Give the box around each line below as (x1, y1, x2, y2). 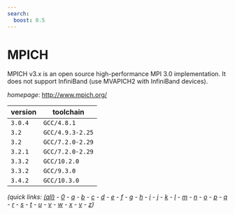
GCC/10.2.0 (43, 158, 80, 165)
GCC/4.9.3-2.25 (43, 128, 94, 137)
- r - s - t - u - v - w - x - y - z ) (7, 200, 94, 209)
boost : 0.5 (13, 17, 45, 24)
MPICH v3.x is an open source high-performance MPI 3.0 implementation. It (7, 70, 226, 78)
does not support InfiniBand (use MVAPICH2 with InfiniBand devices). (7, 77, 208, 86)
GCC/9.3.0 (43, 167, 76, 175)
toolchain (52, 107, 85, 117)
